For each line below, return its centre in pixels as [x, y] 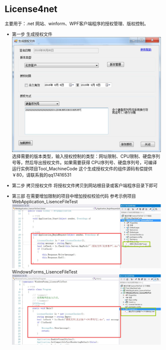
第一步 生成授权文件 [32, 34]
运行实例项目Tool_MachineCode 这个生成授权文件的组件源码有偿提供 [82, 169]
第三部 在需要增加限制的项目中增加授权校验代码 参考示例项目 [74, 196]
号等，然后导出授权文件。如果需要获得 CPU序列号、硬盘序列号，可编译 [84, 163]
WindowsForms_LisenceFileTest [45, 271]
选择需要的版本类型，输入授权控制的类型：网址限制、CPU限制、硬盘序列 [86, 156]
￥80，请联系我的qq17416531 [42, 175]
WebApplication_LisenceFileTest [45, 202]
